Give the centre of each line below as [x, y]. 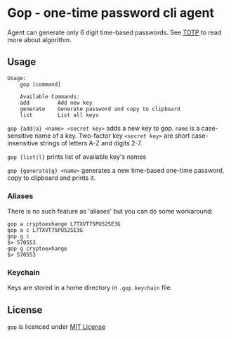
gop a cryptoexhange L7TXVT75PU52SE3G [64, 224]
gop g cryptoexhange [38, 249]
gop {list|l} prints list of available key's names [77, 157]
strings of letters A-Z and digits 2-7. [91, 143]
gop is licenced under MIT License [57, 327]
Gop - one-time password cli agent [111, 13]
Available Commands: [50, 96]
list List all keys [59, 115]
